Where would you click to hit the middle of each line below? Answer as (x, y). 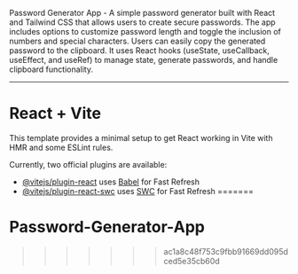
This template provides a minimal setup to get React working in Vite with (141, 137)
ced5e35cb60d (192, 261)
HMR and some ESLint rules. (61, 147)
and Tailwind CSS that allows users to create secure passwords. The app (143, 22)
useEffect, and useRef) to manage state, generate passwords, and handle (144, 60)
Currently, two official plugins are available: (88, 164)
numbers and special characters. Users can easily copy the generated (137, 41)
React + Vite (55, 114)
